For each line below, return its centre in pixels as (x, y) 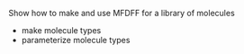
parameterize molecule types (76, 40)
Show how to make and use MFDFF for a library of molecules (122, 13)
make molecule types (61, 30)
